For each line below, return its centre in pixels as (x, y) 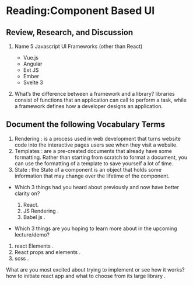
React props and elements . (48, 252)
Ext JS (31, 70)
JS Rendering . (41, 211)
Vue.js (31, 58)
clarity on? (27, 193)
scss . (22, 258)
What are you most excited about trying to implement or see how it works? (95, 269)
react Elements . (34, 246)
